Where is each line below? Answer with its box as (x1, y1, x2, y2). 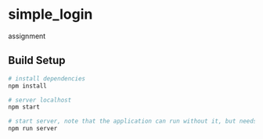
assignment (8, 31, 46, 41)
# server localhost (8, 96, 72, 104)
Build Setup (8, 54, 66, 67)
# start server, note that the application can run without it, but (8, 117, 236, 126)
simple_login (8, 5, 93, 23)
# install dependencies (8, 74, 86, 83)
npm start (8, 103, 41, 111)
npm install (8, 82, 47, 90)
